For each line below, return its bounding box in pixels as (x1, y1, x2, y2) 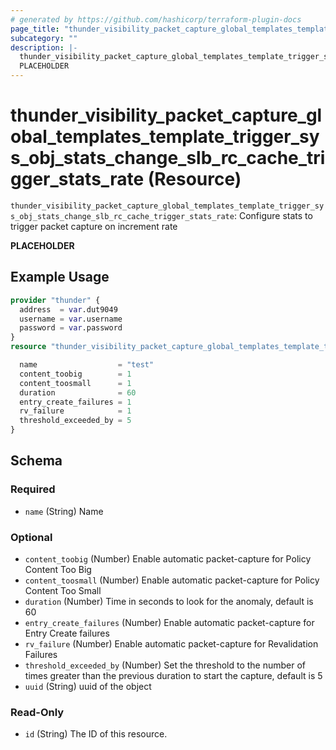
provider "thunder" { (10, 295, 101, 305)
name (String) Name (24, 505, 104, 517)
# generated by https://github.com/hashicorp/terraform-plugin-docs (10, 14, 302, 25)
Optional (10, 530, 53, 544)
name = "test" (19, 360, 155, 370)
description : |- (10, 42, 78, 53)
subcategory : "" (10, 33, 78, 43)
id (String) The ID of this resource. (24, 728, 168, 740)
